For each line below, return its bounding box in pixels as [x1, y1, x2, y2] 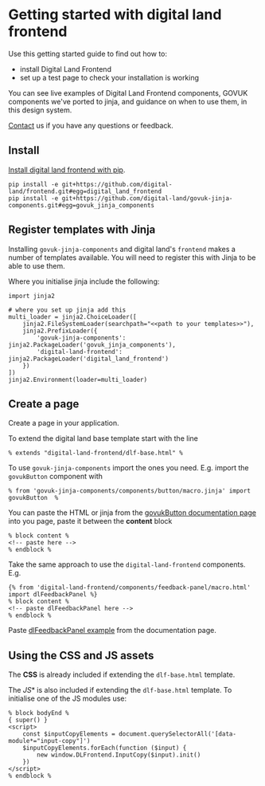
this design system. [8, 105, 72, 115]
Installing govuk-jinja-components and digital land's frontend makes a [8, 244, 236, 253]
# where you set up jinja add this [8, 305, 127, 314]
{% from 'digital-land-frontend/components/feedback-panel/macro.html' [8, 584, 251, 591]
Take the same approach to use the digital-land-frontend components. [8, 560, 246, 569]
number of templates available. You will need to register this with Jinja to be [8, 253, 256, 262]
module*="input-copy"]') [8, 737, 91, 745]
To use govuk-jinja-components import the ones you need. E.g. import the [8, 463, 249, 473]
